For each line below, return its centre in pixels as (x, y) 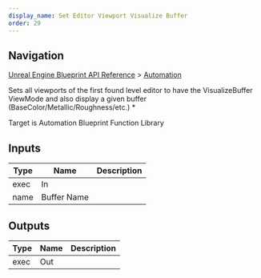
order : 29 (25, 23)
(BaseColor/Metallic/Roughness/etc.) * (72, 107)
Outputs (29, 226)
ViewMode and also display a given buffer (77, 99)
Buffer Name (65, 197)
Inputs (25, 148)
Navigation (36, 56)
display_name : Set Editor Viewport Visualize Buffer (98, 16)
